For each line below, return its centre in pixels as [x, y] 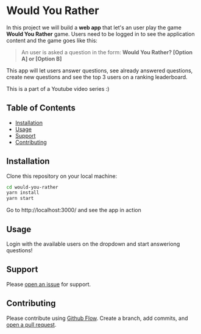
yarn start [20, 199]
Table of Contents [41, 108]
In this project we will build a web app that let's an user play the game [94, 27]
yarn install [23, 193]
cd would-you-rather [33, 187]
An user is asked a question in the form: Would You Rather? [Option [107, 52]
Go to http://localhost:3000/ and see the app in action [74, 210]
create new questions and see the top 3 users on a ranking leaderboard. [97, 77]
